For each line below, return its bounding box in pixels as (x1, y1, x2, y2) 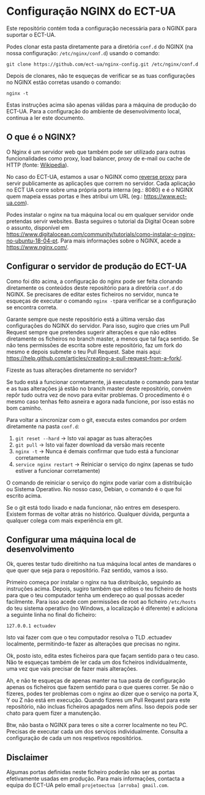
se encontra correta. (6, 303, 58, 311)
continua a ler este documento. (6, 114, 85, 121)
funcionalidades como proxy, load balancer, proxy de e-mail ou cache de (6, 154, 191, 162)
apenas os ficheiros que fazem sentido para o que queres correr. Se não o (6, 684, 194, 691)
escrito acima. (6, 492, 42, 499)
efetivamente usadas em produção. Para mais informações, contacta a (6, 775, 185, 782)
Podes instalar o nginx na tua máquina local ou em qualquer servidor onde (6, 211, 194, 218)
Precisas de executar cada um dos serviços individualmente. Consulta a (6, 728, 188, 736)
